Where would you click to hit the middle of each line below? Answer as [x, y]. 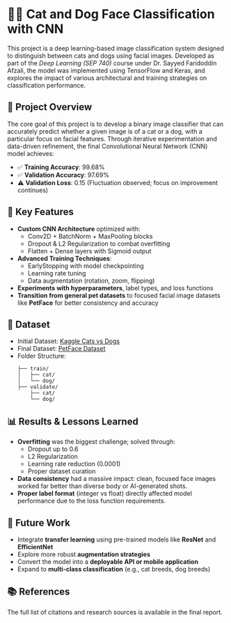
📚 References [39, 592]
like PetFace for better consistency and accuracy [88, 303]
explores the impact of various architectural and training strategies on [107, 78]
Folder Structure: [41, 356]
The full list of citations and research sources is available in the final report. [115, 612]
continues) [33, 190]
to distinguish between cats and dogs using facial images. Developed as [111, 56]
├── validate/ [38, 387]
